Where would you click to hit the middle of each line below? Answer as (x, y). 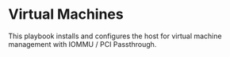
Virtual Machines (66, 14)
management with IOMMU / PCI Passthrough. (82, 44)
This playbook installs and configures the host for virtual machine (115, 36)
